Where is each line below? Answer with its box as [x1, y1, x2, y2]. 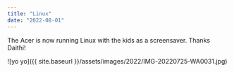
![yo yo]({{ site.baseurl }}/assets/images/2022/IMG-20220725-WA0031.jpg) [7, 57, 228, 65]
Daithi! [7, 43, 26, 52]
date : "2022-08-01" [7, 17, 65, 24]
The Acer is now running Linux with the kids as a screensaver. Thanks [7, 36, 210, 44]
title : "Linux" [7, 10, 52, 17]
